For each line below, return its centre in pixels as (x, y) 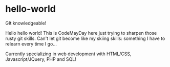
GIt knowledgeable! (26, 23)
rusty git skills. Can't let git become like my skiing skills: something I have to (85, 38)
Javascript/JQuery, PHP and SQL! (41, 59)
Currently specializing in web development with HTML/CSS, (68, 54)
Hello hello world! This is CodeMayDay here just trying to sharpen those (81, 33)
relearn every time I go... (31, 43)
